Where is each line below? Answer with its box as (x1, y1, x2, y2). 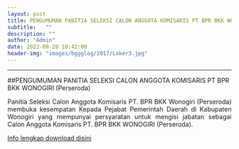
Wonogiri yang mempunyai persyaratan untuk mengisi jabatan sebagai (7, 112, 232, 121)
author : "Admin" (7, 37, 55, 44)
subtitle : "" (7, 23, 53, 31)
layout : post (7, 10, 46, 18)
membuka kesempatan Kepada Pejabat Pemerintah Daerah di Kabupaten (7, 104, 232, 114)
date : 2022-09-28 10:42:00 (7, 43, 87, 50)
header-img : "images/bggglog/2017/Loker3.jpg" (7, 50, 148, 57)
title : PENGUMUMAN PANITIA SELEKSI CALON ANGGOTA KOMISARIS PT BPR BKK (7, 17, 224, 24)
